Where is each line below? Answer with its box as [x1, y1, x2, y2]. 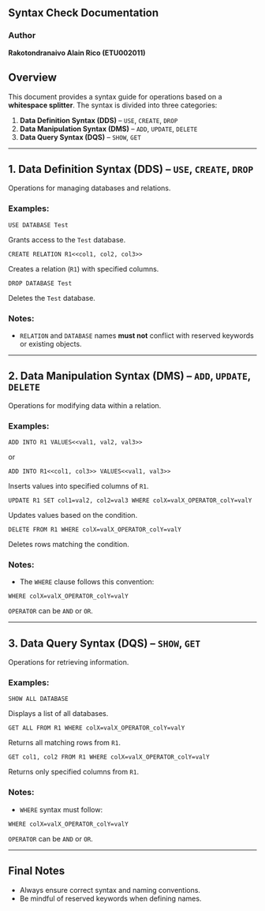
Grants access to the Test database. [8, 234, 126, 244]
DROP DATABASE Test [8, 279, 73, 287]
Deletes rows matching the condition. [8, 540, 129, 549]
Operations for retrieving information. [8, 658, 129, 667]
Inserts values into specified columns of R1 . [8, 482, 149, 491]
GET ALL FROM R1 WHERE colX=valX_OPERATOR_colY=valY [8, 724, 185, 733]
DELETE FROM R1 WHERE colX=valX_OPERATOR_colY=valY [8, 526, 181, 534]
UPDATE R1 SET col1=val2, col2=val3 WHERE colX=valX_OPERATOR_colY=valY [8, 497, 252, 504]
